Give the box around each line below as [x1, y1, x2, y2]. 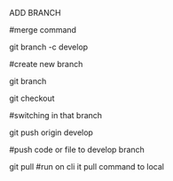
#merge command [9, 25, 77, 34]
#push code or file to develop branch [9, 145, 145, 155]
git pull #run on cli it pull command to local [9, 162, 164, 171]
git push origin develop [9, 127, 93, 138]
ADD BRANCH [9, 8, 61, 18]
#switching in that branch [9, 110, 103, 120]
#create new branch [9, 59, 83, 69]
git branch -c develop [9, 41, 89, 52]
